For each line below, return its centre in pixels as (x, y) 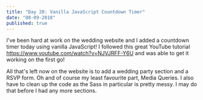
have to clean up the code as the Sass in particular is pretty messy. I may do (102, 84)
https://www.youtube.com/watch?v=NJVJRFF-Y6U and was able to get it (98, 53)
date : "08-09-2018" (31, 18)
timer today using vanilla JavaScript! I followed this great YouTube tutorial (98, 47)
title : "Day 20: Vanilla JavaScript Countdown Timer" (76, 12)
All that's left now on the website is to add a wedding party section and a (97, 72)
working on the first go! (36, 60)
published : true (27, 23)
